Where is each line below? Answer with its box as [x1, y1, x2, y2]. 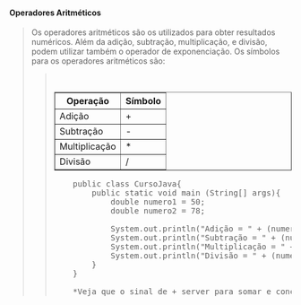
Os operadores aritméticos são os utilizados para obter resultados [30, 27, 276, 38]
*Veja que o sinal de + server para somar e [73, 287, 271, 297]
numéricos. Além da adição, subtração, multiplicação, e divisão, [30, 37, 268, 48]
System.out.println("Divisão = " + [110, 251, 267, 261]
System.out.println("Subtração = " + [110, 233, 276, 243]
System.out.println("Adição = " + [110, 224, 262, 234]
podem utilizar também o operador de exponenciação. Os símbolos [30, 46, 280, 57]
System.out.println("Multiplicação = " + [110, 242, 296, 252]
